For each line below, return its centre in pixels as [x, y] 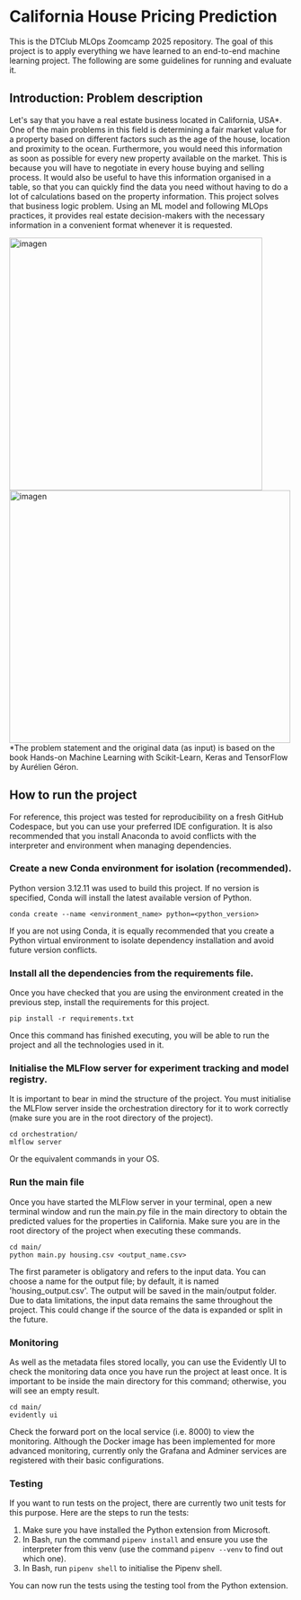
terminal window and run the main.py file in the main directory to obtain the [148, 1211]
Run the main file [47, 1182]
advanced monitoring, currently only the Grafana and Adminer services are [148, 1451]
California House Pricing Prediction [143, 17]
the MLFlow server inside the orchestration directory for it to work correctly [149, 1109]
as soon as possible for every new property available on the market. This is [148, 158]
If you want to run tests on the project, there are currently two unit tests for [148, 1503]
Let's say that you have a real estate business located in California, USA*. [146, 119]
